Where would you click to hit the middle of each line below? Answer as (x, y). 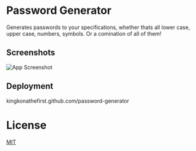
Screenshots (31, 53)
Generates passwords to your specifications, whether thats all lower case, (98, 27)
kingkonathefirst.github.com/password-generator (68, 101)
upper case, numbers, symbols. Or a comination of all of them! (84, 33)
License (27, 125)
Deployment (30, 86)
